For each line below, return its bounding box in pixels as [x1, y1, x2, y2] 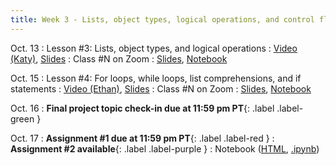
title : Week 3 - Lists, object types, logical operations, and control [10, 14, 315, 25]
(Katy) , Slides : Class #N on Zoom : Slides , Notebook [10, 52, 228, 65]
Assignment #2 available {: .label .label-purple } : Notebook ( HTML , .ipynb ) [10, 142, 320, 155]
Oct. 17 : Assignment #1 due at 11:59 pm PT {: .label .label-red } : [10, 132, 275, 144]
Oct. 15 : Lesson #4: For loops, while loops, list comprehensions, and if [10, 72, 302, 84]
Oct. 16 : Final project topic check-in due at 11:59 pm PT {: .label [10, 102, 275, 114]
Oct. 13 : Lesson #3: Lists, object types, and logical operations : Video [10, 42, 298, 54]
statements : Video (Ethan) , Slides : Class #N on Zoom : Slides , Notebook [10, 82, 312, 95]
